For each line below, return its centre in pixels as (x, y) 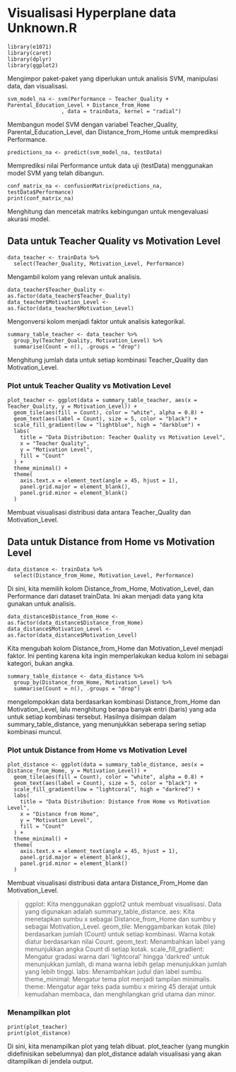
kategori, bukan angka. (41, 663)
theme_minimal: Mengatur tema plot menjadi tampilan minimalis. (118, 979)
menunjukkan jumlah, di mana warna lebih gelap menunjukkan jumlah (126, 964)
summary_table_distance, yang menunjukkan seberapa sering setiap (107, 724)
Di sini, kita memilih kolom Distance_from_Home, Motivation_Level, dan (111, 589)
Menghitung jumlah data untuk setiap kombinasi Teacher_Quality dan (108, 360)
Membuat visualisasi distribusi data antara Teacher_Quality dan (99, 512)
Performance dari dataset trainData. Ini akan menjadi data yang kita (105, 596)
